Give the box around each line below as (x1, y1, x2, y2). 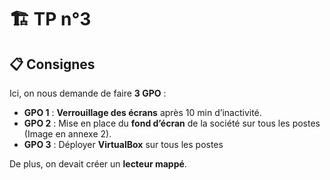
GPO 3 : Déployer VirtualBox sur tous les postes (23, 139, 224, 150)
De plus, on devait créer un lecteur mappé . (9, 158, 187, 170)
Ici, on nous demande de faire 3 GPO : (9, 87, 167, 99)
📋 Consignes (9, 56, 96, 73)
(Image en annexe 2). (23, 128, 112, 140)
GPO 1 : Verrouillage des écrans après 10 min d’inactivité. (23, 107, 262, 118)
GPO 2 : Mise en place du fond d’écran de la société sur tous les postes (23, 117, 321, 129)
